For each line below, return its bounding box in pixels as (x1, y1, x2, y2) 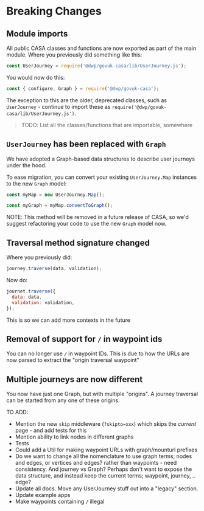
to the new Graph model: (6, 179, 67, 187)
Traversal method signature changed (6, 237, 150, 248)
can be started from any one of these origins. (6, 397, 120, 404)
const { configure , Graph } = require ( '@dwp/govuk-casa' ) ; (6, 85, 160, 92)
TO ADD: (6, 409, 29, 416)
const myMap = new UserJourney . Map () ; (6, 192, 105, 198)
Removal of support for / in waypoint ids (6, 333, 163, 344)
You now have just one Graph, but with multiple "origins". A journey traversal (6, 391, 199, 398)
